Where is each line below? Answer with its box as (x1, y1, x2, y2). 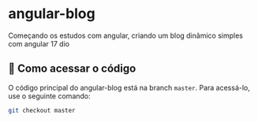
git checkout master (8, 106, 77, 114)
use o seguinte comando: (8, 91, 91, 101)
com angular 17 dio (8, 39, 69, 48)
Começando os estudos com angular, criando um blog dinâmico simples (8, 31, 243, 40)
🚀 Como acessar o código (8, 62, 136, 76)
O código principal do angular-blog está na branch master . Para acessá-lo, (8, 83, 251, 92)
